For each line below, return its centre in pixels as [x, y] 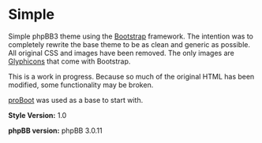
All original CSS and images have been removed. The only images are [121, 53]
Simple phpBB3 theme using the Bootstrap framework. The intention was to [131, 36]
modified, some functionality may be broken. [81, 85]
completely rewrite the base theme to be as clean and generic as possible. [129, 44]
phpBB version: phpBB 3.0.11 [55, 130]
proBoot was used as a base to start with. [76, 100]
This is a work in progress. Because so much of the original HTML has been [131, 76]
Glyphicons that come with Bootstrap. [69, 61]
